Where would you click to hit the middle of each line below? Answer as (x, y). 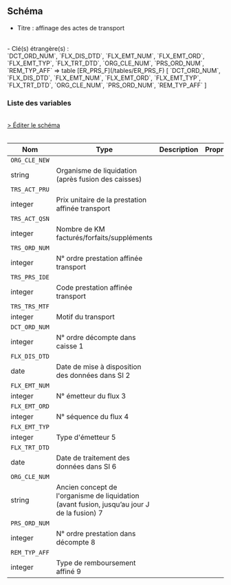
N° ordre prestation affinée (99, 259)
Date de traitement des (93, 458)
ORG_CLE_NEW (30, 160)
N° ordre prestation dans (96, 534)
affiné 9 (68, 572)
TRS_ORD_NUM (30, 248)
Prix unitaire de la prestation (101, 200)
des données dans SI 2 (93, 376)
